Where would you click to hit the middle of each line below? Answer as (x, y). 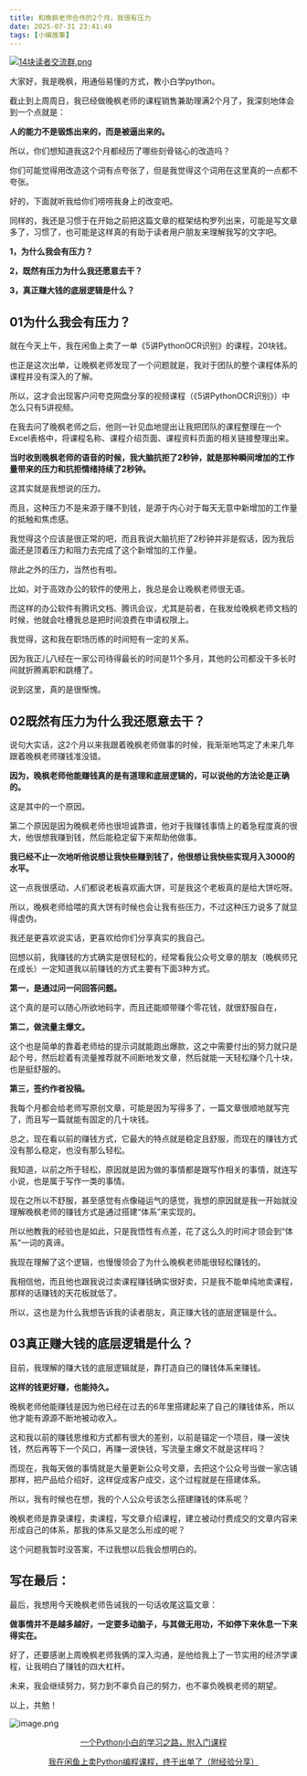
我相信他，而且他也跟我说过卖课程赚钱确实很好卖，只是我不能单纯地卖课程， (153, 1281)
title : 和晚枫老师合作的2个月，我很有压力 (80, 18)
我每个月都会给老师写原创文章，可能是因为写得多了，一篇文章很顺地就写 (145, 1108)
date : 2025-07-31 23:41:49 (61, 26)
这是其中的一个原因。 (49, 806)
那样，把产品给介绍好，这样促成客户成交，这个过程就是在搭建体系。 (138, 1479)
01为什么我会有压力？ (70, 322)
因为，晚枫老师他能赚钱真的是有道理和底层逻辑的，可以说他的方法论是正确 (149, 776)
